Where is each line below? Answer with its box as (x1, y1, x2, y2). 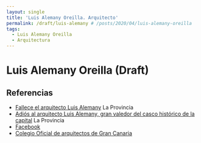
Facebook (15, 123, 41, 130)
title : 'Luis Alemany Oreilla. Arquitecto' (6, 15, 119, 21)
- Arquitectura (12, 37, 51, 43)
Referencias (6, 88, 54, 98)
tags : (6, 26, 20, 32)
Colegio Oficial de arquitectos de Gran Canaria (15, 130, 133, 137)
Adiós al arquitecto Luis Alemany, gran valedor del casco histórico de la (15, 110, 195, 117)
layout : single (6, 9, 45, 15)
